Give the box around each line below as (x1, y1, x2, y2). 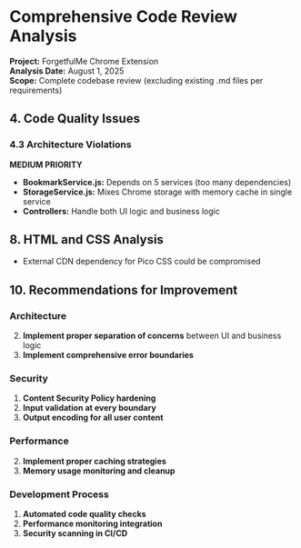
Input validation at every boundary (22, 403, 156, 413)
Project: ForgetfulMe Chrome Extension (9, 55, 159, 66)
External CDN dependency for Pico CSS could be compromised (22, 256, 261, 267)
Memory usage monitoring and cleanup (22, 465, 176, 476)
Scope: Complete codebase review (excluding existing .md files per (9, 75, 264, 85)
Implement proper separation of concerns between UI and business (22, 330, 282, 342)
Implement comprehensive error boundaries (22, 350, 194, 361)
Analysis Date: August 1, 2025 (9, 65, 125, 76)
